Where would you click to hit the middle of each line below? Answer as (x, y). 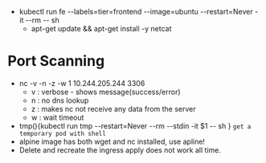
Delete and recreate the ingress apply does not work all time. (120, 150)
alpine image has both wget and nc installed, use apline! (112, 141)
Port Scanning (56, 61)
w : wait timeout (57, 117)
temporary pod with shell (62, 133)
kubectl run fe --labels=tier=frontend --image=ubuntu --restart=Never (136, 12)
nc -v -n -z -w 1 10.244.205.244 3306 (82, 83)
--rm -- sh (42, 20)
